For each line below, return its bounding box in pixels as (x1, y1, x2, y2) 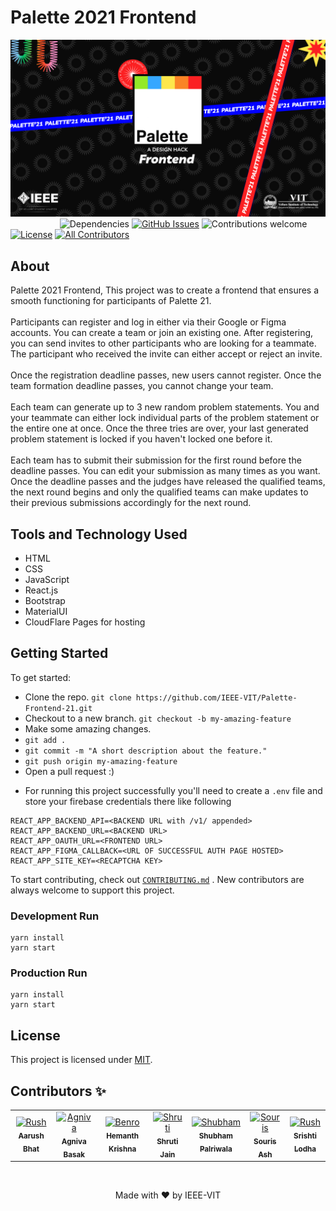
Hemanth (106, 1131, 140, 1141)
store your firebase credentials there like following (24, 795, 232, 807)
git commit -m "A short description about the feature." (24, 746, 268, 756)
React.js (24, 584, 59, 596)
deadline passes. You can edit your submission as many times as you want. (10, 465, 321, 477)
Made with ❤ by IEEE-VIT (114, 1189, 222, 1201)
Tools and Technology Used (10, 526, 188, 543)
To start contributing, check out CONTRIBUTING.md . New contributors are (10, 873, 305, 885)
